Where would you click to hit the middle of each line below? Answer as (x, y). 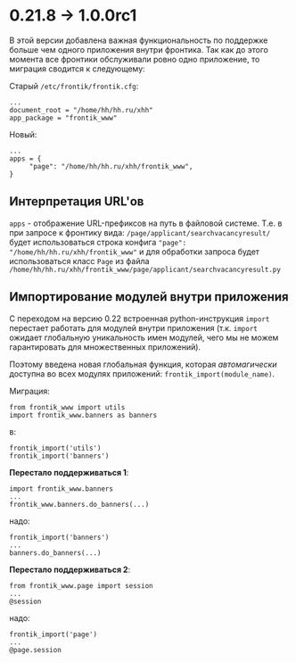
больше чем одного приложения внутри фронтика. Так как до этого (139, 49)
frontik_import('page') (53, 634)
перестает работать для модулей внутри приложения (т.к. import (134, 327)
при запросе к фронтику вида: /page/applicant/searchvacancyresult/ (140, 232)
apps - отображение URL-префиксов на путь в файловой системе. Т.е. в (146, 223)
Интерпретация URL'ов (77, 202)
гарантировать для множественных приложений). (105, 347)
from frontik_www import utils (67, 407)
